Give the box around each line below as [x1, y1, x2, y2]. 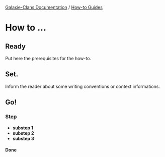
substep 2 [12, 130, 34, 136]
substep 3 [12, 135, 34, 141]
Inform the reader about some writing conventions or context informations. [5, 83, 160, 89]
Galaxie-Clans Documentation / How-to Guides [5, 5, 103, 10]
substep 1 [12, 125, 34, 131]
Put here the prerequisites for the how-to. [5, 56, 92, 61]
